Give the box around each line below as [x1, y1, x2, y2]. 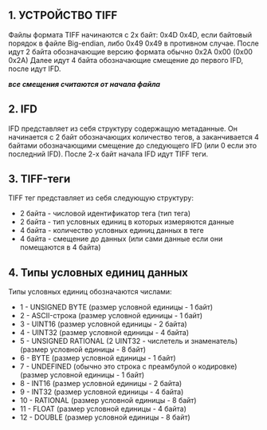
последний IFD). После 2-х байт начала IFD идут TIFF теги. [8, 149, 209, 159]
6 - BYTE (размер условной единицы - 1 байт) [19, 353, 177, 363]
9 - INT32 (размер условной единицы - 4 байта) [19, 387, 184, 396]
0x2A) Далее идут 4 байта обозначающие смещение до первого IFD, [8, 55, 244, 65]
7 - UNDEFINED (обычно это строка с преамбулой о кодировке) [19, 361, 238, 372]
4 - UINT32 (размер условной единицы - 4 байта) [19, 328, 190, 337]
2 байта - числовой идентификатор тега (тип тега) [19, 209, 191, 219]
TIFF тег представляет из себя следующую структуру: [8, 193, 194, 203]
